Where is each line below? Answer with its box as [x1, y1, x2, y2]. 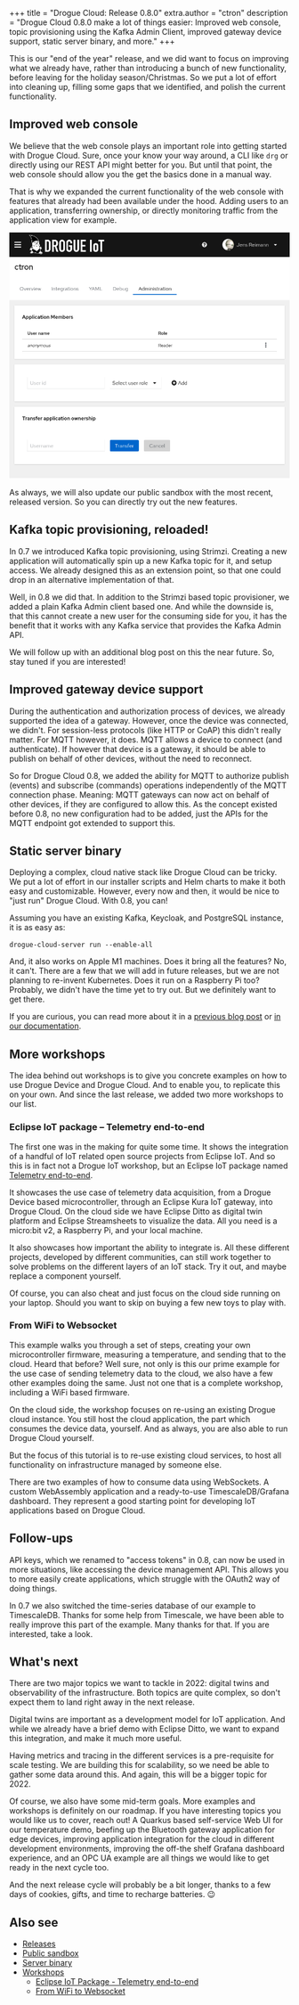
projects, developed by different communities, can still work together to [9, 1251, 271, 1262]
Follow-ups [9, 1531, 74, 1546]
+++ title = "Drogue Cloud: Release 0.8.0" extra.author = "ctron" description [9, 8, 288, 18]
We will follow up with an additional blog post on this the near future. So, [9, 646, 275, 658]
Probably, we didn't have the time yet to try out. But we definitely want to [9, 985, 277, 995]
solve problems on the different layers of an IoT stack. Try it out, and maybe [9, 1261, 287, 1272]
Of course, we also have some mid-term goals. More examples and [9, 1796, 255, 1807]
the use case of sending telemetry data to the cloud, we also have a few [9, 1368, 273, 1379]
